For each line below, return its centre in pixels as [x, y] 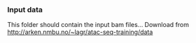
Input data [25, 10]
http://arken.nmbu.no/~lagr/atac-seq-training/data [80, 32]
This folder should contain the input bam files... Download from [98, 25]
